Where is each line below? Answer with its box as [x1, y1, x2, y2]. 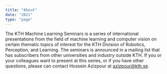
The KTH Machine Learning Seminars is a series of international [5, 31, 139, 37]
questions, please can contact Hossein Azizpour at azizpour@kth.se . [5, 63, 150, 69]
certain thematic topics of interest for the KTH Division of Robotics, [5, 42, 146, 48]
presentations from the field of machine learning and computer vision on [5, 36, 157, 42]
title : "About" [5, 7, 38, 13]
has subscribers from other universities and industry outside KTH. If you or [5, 52, 162, 58]
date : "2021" [5, 12, 33, 17]
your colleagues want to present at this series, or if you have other [5, 58, 144, 64]
